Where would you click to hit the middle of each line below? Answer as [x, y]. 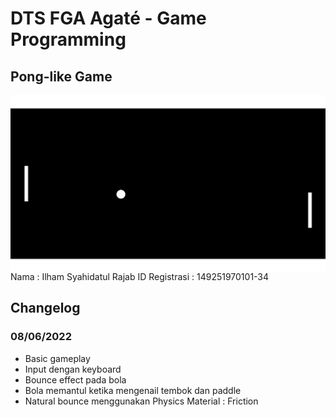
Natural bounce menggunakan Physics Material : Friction [141, 401]
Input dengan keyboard [73, 369]
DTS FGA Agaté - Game [108, 18]
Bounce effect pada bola [75, 379]
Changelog [45, 308]
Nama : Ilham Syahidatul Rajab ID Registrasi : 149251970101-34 [140, 277]
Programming [68, 39]
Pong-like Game [61, 76]
